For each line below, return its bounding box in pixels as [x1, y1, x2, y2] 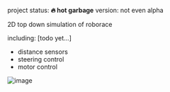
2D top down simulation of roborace [7, 21, 113, 28]
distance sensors [17, 47, 69, 56]
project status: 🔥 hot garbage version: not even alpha [7, 6, 164, 14]
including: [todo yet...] [7, 34, 72, 42]
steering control [17, 55, 64, 63]
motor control [17, 63, 58, 71]
